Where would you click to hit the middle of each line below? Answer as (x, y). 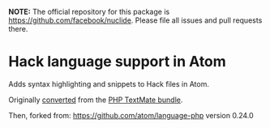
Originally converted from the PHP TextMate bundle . (96, 100)
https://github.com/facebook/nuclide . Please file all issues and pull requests (135, 20)
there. (18, 29)
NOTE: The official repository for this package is (89, 12)
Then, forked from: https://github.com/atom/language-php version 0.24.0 (131, 115)
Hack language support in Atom (118, 62)
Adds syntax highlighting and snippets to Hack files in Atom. (109, 83)
